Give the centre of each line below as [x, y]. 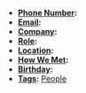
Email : [29, 22]
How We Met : [43, 60]
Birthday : [35, 69]
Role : [27, 41]
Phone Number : [47, 13]
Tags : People [42, 78]
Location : [35, 50]
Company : [37, 31]
